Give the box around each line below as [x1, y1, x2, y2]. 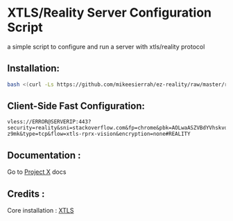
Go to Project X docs [7, 168, 67, 176]
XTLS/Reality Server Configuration [7, 5, 212, 21]
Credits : [7, 188, 45, 200]
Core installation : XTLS [7, 206, 74, 215]
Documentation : [7, 149, 81, 161]
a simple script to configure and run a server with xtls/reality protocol [7, 42, 205, 51]
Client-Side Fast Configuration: [7, 100, 146, 112]
